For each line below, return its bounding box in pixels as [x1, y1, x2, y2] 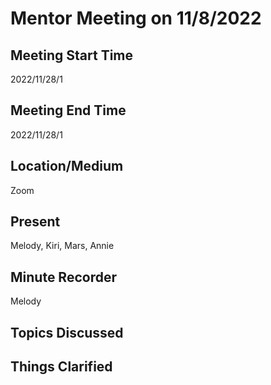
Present [10, 213, 61, 231]
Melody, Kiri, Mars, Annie [10, 240, 115, 252]
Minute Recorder [10, 268, 117, 286]
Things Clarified [10, 358, 113, 376]
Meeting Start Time [10, 47, 134, 64]
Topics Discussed [10, 324, 124, 341]
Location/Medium [10, 158, 124, 175]
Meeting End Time [10, 102, 127, 119]
